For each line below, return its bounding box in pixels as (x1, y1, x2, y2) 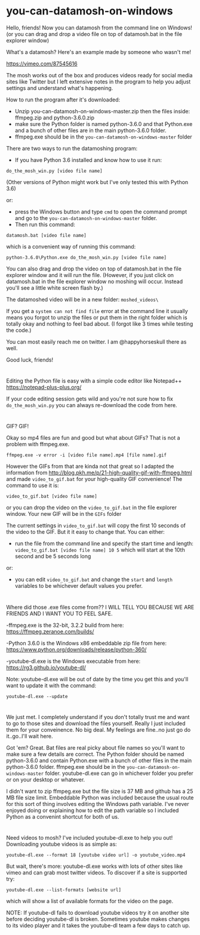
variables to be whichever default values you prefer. (14, 582, 143, 590)
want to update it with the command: (6, 682, 97, 689)
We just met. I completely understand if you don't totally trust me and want (6, 713, 190, 720)
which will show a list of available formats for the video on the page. (6, 897, 174, 904)
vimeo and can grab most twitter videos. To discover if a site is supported (6, 868, 187, 876)
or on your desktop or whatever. (6, 775, 85, 783)
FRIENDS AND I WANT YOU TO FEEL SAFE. (6, 610, 113, 617)
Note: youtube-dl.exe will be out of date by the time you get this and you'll (6, 675, 189, 683)
